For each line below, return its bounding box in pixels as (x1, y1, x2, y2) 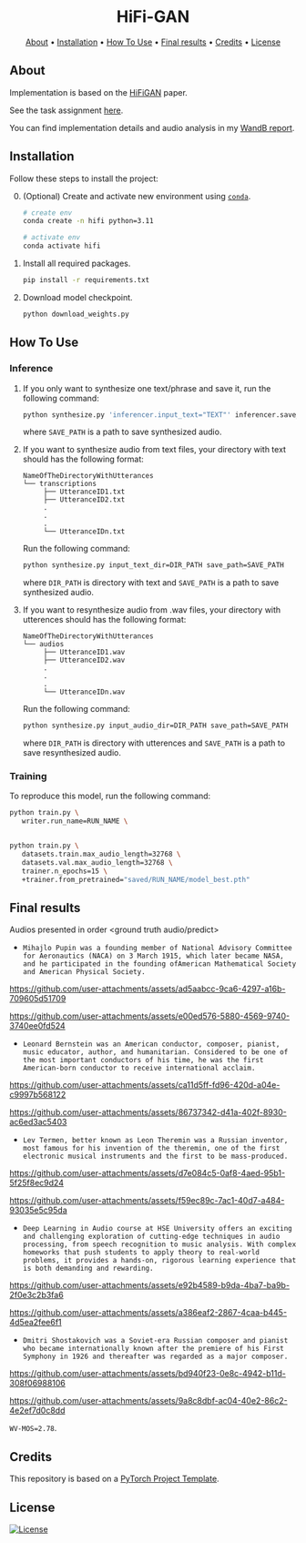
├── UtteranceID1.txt (43, 487, 126, 497)
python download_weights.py (22, 310, 129, 319)
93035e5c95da (9, 1204, 68, 1216)
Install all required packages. (22, 258, 131, 269)
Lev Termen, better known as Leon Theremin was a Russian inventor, (22, 1136, 289, 1145)
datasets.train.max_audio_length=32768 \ (21, 849, 181, 859)
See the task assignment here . (9, 105, 124, 116)
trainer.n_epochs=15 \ (21, 867, 107, 876)
